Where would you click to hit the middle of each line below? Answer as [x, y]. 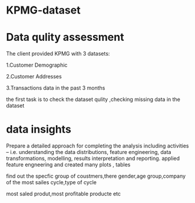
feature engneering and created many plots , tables [68, 165]
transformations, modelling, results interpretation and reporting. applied [93, 158]
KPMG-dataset [43, 10]
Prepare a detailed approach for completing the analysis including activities [98, 146]
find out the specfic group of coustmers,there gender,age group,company [96, 176]
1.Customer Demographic [37, 65]
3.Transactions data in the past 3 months [56, 88]
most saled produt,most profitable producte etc [64, 194]
